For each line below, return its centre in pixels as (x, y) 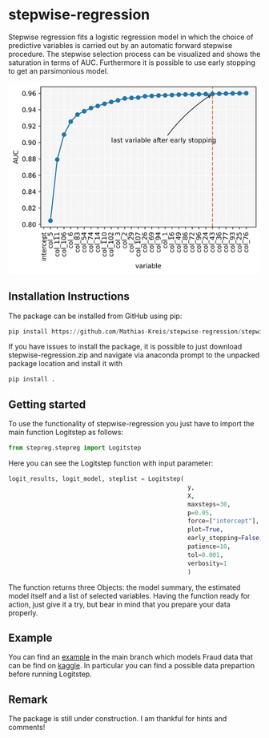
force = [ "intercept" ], (223, 521)
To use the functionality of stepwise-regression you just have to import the (131, 424)
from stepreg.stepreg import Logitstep (75, 448)
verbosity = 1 (207, 563)
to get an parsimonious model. (58, 71)
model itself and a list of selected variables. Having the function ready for (129, 595)
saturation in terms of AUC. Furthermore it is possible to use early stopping (132, 63)
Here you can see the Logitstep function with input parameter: (111, 463)
